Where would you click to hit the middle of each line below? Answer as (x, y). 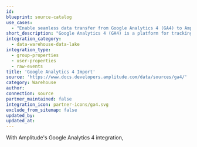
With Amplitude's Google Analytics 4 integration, (65, 138)
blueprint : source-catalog (39, 17)
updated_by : (21, 115)
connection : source (30, 93)
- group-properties (35, 55)
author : (16, 88)
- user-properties (34, 61)
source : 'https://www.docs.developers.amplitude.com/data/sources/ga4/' (97, 77)
